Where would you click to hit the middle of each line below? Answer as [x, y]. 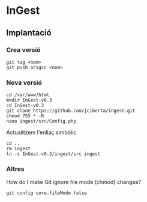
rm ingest [19, 149]
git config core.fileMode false [46, 193]
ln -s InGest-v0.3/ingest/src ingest [53, 154]
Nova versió [24, 82]
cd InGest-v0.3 [25, 106]
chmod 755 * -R [25, 116]
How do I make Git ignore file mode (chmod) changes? [73, 182]
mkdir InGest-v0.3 [29, 100]
